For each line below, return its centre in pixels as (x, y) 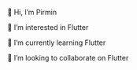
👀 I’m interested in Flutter (48, 27)
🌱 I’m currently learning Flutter (57, 42)
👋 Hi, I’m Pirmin (32, 12)
